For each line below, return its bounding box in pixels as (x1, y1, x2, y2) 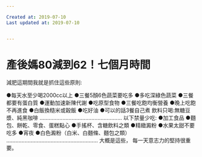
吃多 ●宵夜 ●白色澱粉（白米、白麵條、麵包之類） (6, 129, 131, 137)
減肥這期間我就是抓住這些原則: (6, 79, 83, 86)
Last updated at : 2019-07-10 (6, 19, 80, 26)
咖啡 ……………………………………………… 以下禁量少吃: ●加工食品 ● (27, 114, 191, 122)
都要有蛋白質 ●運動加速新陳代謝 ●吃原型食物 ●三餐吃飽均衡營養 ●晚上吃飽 (6, 99, 196, 106)
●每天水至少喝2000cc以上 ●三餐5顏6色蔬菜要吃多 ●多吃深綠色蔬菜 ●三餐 (6, 91, 194, 99)
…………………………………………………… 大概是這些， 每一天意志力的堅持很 (6, 137, 186, 144)
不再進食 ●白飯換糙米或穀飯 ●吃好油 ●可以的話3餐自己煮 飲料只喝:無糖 (6, 106, 186, 114)
